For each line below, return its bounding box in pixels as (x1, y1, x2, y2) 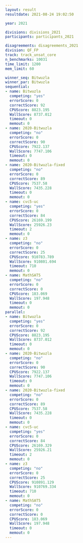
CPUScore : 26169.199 (9, 218, 52, 223)
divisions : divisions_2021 (5, 30, 61, 35)
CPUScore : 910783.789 (9, 254, 54, 260)
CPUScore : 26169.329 (9, 443, 52, 448)
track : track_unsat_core (5, 52, 56, 57)
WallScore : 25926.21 (9, 448, 52, 452)
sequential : (5, 85, 30, 90)
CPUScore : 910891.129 (9, 480, 54, 485)
